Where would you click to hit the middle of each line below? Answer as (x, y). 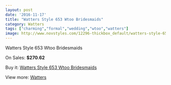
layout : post (19, 10)
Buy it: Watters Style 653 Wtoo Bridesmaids (51, 67)
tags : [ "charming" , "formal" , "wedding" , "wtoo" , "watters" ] (67, 29)
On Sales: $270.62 (25, 58)
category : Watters (25, 24)
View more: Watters (26, 77)
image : (12, 33)
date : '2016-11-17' (26, 15)
